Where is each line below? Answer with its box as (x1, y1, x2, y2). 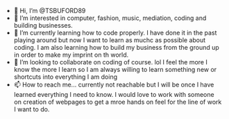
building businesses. (13, 21, 73, 29)
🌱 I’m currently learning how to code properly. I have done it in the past (13, 28, 217, 37)
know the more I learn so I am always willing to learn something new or (13, 66, 217, 73)
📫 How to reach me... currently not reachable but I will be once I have (13, 80, 214, 89)
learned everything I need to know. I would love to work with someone (13, 91, 214, 98)
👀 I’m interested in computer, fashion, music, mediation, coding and (13, 14, 207, 22)
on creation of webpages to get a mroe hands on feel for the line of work (13, 98, 222, 106)
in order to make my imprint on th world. (13, 51, 129, 59)
